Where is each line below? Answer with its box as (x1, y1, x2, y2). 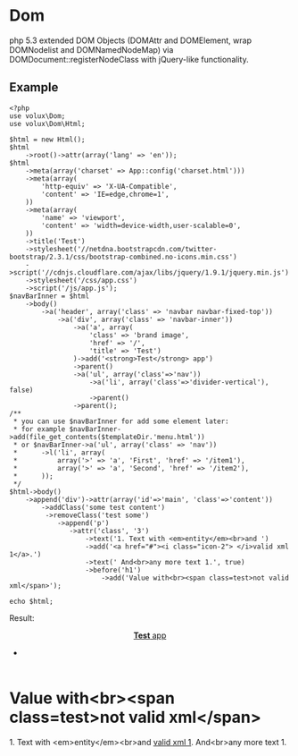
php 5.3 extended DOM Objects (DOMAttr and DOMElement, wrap (9, 35, 252, 46)
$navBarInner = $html (9, 292, 90, 301)
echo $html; (9, 597, 54, 606)
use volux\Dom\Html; (9, 119, 87, 128)
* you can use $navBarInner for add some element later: (12, 417, 229, 426)
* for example (12, 424, 66, 434)
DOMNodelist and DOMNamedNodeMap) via (9, 44, 174, 55)
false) (9, 386, 34, 395)
